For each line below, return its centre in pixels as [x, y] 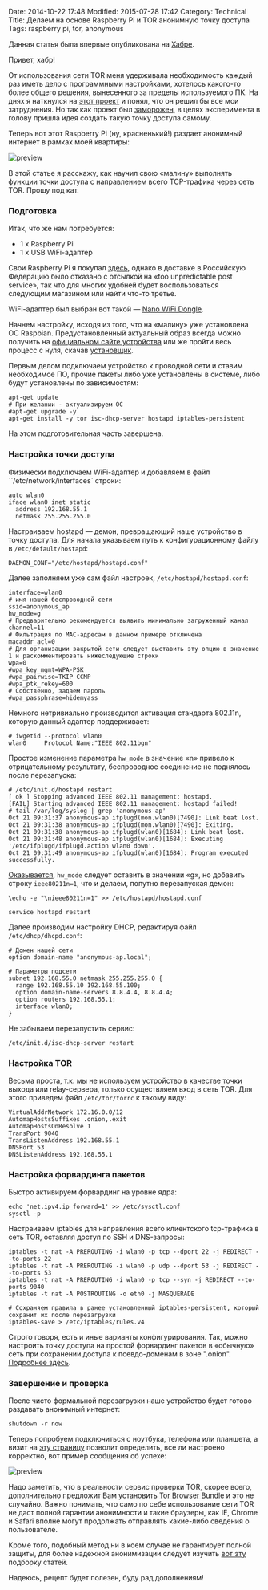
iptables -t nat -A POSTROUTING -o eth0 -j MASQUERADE [102, 1294]
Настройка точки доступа [62, 454]
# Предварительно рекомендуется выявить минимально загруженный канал [128, 620]
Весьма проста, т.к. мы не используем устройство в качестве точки [125, 1080]
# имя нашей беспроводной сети [60, 600]
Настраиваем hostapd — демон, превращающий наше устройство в [125, 531]
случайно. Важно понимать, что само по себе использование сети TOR [131, 1504]
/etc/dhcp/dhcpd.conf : [45, 935]
